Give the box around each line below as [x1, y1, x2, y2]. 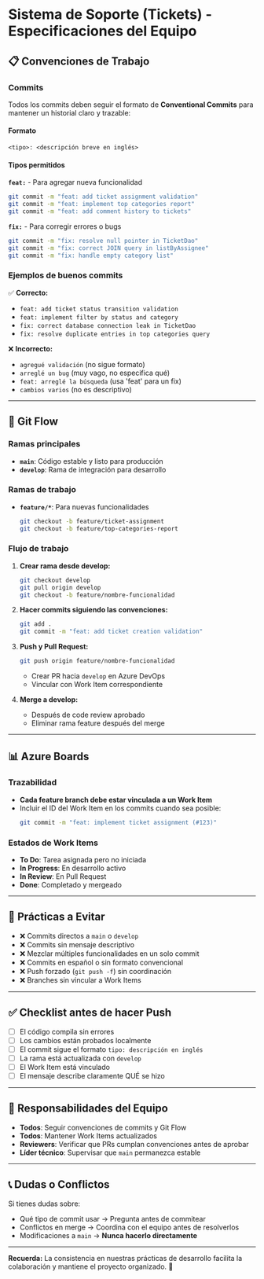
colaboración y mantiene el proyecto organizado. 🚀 [8, 1262, 174, 1271]
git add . [19, 620, 53, 628]
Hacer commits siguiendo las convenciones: [19, 605, 168, 615]
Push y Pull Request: [19, 642, 89, 652]
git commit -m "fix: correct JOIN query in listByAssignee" [8, 244, 210, 252]
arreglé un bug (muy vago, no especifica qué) [19, 368, 170, 377]
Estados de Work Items [8, 837, 98, 848]
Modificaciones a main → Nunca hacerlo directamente [19, 1230, 198, 1240]
